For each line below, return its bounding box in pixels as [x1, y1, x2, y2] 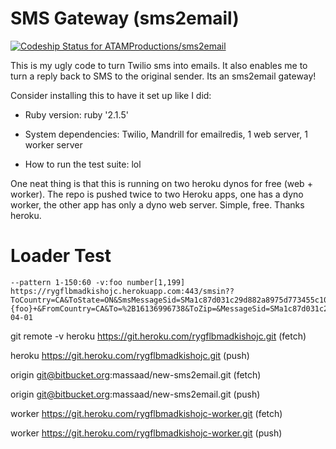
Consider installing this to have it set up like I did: [10, 89, 212, 101]
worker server [24, 138, 83, 151]
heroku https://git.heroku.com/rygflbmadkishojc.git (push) [10, 349, 250, 361]
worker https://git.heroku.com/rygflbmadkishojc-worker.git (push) [10, 427, 283, 439]
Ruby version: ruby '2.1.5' [24, 108, 129, 121]
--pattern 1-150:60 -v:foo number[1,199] [10, 277, 186, 287]
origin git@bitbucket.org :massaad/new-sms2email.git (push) [10, 388, 261, 400]
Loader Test [10, 245, 112, 267]
